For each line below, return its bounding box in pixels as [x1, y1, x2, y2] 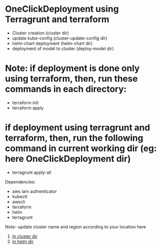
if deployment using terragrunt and [5, 122, 150, 133]
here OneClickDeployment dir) [5, 153, 131, 164]
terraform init [12, 99, 39, 106]
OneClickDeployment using [5, 3, 119, 15]
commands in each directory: [5, 84, 127, 95]
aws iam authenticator [12, 188, 57, 194]
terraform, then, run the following [5, 133, 143, 144]
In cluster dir [12, 233, 38, 239]
